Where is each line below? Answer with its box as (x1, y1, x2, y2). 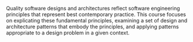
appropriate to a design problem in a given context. (6, 29, 130, 36)
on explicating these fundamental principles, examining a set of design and (6, 17, 188, 24)
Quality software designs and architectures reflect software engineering (6, 5, 180, 12)
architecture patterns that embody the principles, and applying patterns (6, 23, 179, 30)
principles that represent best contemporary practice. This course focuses (6, 11, 187, 18)
